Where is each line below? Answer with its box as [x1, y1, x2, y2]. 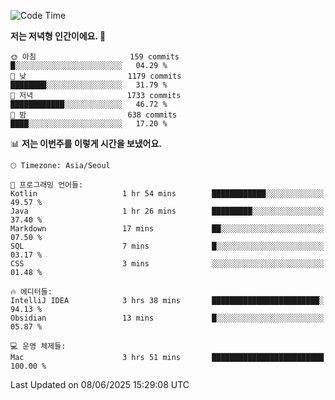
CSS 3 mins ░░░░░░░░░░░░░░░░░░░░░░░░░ [10, 259, 325, 269]
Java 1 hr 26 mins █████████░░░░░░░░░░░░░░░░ [10, 206, 325, 216]
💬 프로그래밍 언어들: [10, 180, 84, 190]
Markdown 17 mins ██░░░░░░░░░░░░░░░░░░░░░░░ [10, 224, 325, 234]
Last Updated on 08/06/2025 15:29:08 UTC [10, 379, 190, 390]
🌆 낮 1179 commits [10, 71, 182, 81]
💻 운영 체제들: [10, 341, 67, 351]
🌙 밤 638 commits [10, 110, 178, 120]
